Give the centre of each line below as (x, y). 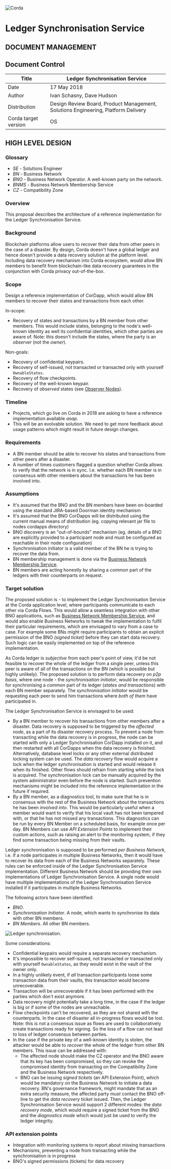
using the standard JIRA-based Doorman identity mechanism (77, 510)
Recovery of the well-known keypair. (51, 383)
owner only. (25, 970)
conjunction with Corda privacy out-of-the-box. (55, 271)
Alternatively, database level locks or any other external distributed (83, 754)
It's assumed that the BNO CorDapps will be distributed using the (81, 516)
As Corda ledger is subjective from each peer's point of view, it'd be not (81, 658)
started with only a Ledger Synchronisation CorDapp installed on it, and (88, 743)
